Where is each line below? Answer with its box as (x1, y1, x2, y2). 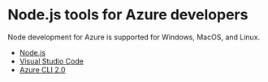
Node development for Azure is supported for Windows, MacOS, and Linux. (7, 32, 261, 42)
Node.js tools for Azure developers (7, 6, 249, 24)
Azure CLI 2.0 (19, 64, 66, 74)
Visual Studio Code (19, 56, 84, 66)
